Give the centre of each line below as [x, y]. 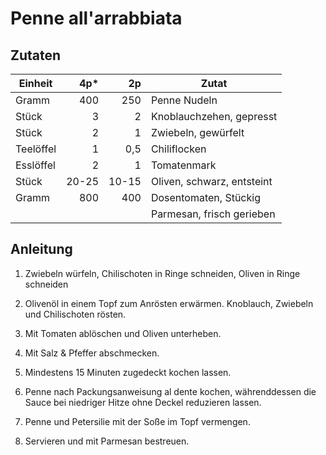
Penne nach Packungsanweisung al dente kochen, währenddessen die [170, 391]
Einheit [35, 83]
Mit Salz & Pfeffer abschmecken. [92, 353]
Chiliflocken [178, 149]
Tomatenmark [183, 165]
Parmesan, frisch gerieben [213, 214]
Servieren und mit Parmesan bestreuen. [107, 441]
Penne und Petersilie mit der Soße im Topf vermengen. [137, 421]
